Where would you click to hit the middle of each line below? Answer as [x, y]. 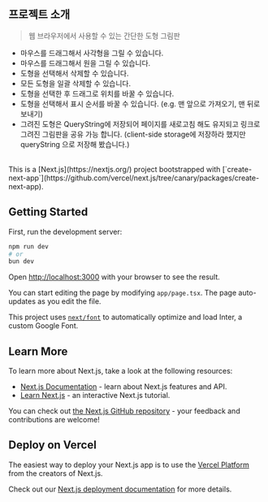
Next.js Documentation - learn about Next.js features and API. [123, 387]
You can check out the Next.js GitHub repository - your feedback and [125, 411]
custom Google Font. [43, 326]
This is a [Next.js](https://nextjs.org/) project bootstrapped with [115, 169]
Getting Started [48, 212]
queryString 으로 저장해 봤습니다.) [75, 144]
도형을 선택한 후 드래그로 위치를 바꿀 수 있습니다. [97, 93]
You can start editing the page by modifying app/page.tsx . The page [123, 293]
